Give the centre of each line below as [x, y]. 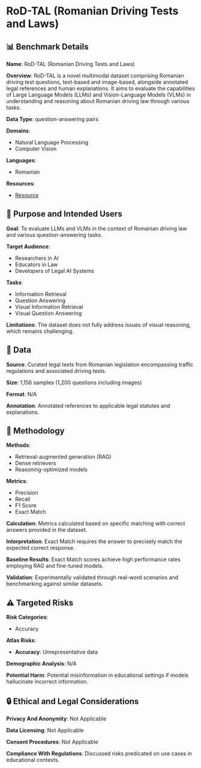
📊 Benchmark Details [47, 46]
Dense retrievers [35, 463]
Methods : [19, 445]
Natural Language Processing [52, 142]
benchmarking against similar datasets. [55, 584]
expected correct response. [40, 548]
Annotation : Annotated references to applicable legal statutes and [88, 405]
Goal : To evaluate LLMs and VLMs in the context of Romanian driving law [97, 228]
